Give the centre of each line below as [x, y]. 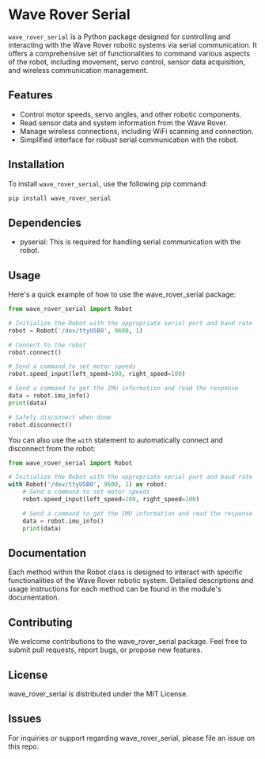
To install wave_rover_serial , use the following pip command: [108, 183]
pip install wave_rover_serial [60, 198]
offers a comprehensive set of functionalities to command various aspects [129, 53]
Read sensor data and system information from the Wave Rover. [123, 123]
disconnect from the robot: [52, 448]
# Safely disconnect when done [60, 417]
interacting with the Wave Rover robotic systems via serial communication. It [132, 44]
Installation [36, 165]
